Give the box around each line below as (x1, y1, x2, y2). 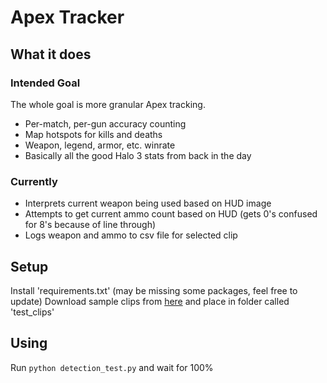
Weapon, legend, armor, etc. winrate (24, 139, 176, 151)
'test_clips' (10, 306, 55, 318)
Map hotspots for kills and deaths (24, 128, 163, 140)
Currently (10, 174, 58, 188)
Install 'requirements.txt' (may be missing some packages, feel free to (10, 284, 298, 296)
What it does (10, 46, 92, 63)
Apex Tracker (10, 6, 125, 29)
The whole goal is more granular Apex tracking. (10, 98, 206, 110)
